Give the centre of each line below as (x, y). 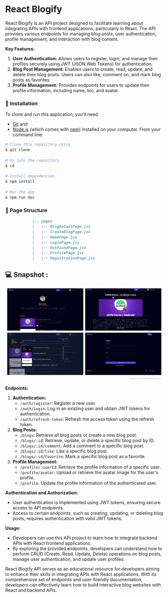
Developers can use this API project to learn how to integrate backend (85, 538)
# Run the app (20, 192)
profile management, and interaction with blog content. (62, 39)
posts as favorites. (32, 80)
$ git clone (18, 150)
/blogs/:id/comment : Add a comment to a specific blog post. (82, 446)
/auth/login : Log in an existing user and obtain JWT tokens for (85, 408)
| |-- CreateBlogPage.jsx (61, 232)
